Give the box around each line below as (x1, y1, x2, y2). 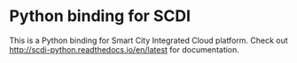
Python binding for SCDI (9, 6, 191, 26)
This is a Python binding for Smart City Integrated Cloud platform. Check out (9, 35, 288, 45)
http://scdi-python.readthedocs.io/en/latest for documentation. (9, 44, 239, 54)
